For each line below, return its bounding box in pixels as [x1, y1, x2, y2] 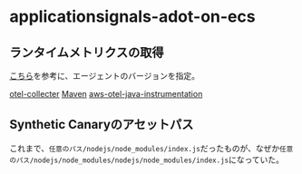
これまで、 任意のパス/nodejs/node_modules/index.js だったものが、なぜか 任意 [9, 142, 294, 153]
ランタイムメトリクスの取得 [9, 44, 164, 60]
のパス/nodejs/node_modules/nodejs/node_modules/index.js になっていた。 [9, 154, 284, 165]
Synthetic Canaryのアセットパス [9, 117, 194, 132]
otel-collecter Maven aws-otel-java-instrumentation [9, 89, 203, 99]
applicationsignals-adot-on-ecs [9, 6, 256, 27]
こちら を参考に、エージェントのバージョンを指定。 [9, 71, 200, 81]
